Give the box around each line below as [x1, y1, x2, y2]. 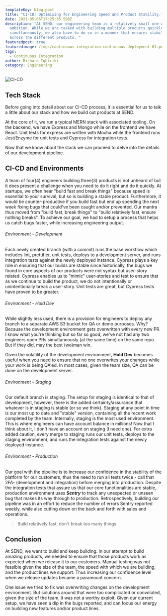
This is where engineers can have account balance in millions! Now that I [5, 421, 155, 427]
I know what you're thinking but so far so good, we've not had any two [5, 331, 150, 337]
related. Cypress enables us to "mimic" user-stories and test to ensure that [5, 273, 159, 279]
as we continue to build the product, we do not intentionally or [5, 278, 132, 284]
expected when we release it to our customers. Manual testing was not [5, 559, 151, 565]
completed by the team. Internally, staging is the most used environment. [5, 415, 155, 421]
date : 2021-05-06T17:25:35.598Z [5, 16, 72, 21]
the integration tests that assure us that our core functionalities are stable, [5, 485, 157, 491]
